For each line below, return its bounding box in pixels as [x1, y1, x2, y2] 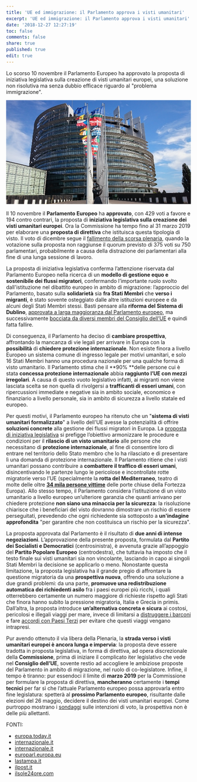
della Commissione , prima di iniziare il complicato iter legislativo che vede [6, 653, 186, 660]
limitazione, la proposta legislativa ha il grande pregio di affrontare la [6, 567, 172, 575]
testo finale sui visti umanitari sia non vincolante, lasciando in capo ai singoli [6, 555, 190, 562]
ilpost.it [14, 764, 33, 771]
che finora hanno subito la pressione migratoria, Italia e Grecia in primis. [6, 599, 180, 606]
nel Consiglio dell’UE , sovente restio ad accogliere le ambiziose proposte [6, 660, 184, 667]
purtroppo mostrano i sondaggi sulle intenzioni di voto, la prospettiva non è [6, 703, 188, 710]
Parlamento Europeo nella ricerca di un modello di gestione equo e [6, 271, 169, 278]
